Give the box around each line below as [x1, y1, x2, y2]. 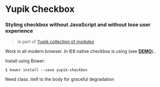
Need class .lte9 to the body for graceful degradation [5, 76, 114, 83]
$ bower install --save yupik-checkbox [5, 68, 88, 73]
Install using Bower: [5, 58, 46, 64]
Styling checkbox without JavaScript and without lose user [5, 21, 151, 28]
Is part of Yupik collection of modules [17, 39, 94, 45]
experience [5, 27, 33, 34]
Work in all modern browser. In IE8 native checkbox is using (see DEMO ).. [5, 48, 156, 54]
